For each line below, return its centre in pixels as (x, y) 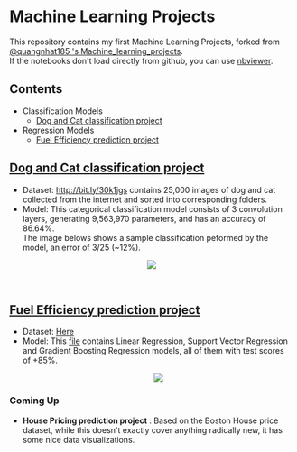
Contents (36, 89)
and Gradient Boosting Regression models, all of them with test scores (153, 351)
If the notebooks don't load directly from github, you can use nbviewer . (141, 60)
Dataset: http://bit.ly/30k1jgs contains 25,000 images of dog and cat (149, 189)
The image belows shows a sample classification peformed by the (145, 237)
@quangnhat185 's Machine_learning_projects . (96, 51)
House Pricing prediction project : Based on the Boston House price (150, 420)
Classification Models (63, 111)
